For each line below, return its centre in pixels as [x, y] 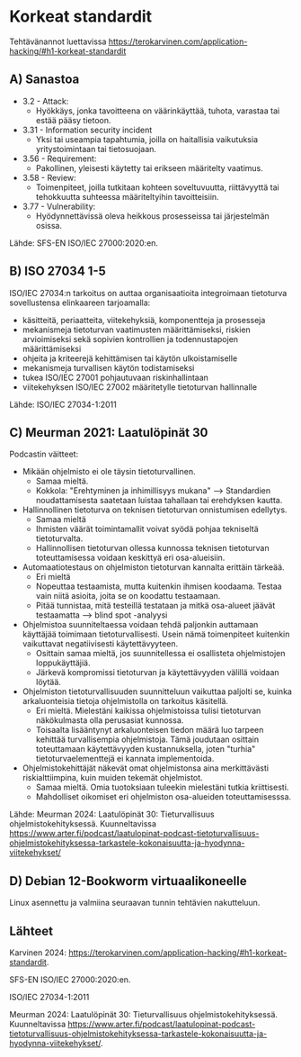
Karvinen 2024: [38, 953]
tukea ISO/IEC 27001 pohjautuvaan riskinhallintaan [115, 377]
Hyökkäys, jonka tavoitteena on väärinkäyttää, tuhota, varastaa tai [158, 111]
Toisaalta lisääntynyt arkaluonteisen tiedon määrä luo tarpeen [150, 730]
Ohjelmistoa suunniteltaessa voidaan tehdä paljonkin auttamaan [140, 625]
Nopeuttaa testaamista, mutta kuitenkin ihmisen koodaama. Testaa [159, 586]
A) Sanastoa [44, 80]
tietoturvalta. [59, 538]
